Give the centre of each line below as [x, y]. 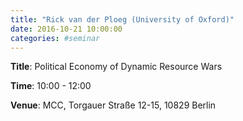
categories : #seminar [55, 38]
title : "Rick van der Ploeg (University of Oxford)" [122, 19]
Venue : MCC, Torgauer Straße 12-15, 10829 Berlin [113, 105]
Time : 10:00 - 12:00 [51, 86]
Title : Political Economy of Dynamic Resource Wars [116, 67]
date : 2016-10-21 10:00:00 [66, 29]
